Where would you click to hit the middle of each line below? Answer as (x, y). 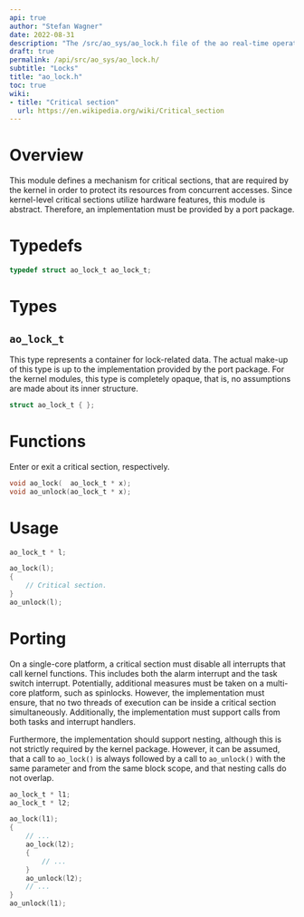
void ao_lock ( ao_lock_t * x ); (70, 483)
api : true (28, 18)
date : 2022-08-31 (42, 34)
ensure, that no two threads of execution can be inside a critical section (143, 702)
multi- (277, 683)
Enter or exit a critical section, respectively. (90, 466)
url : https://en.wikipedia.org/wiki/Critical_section (121, 111)
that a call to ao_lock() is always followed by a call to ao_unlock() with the (147, 758)
